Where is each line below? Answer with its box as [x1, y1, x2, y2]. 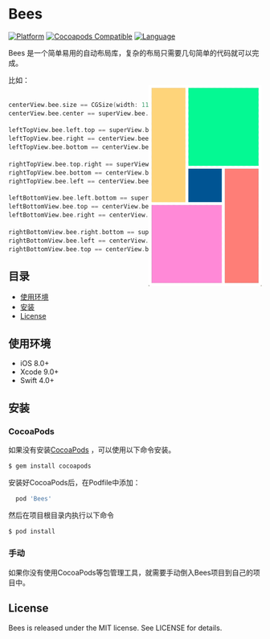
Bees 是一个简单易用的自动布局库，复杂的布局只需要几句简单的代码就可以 [8, 47, 252, 57]
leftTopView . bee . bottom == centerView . [8, 143, 142, 151]
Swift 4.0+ [19, 376, 55, 385]
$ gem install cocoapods [8, 462, 92, 470]
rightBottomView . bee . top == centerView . [8, 245, 146, 254]
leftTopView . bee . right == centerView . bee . [8, 134, 153, 143]
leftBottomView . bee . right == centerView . [8, 211, 149, 220]
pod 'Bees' [15, 494, 52, 503]
